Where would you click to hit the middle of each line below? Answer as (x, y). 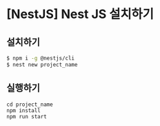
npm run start (27, 116)
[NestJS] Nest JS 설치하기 (80, 14)
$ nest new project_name (42, 64)
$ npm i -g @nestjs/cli (41, 58)
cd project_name (30, 105)
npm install (23, 110)
